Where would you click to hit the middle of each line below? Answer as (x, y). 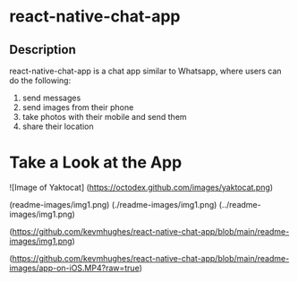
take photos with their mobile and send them (104, 117)
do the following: (40, 81)
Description (43, 50)
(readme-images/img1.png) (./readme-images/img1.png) (113, 204)
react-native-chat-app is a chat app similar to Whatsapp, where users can (145, 71)
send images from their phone (78, 107)
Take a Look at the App (96, 162)
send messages (51, 98)
